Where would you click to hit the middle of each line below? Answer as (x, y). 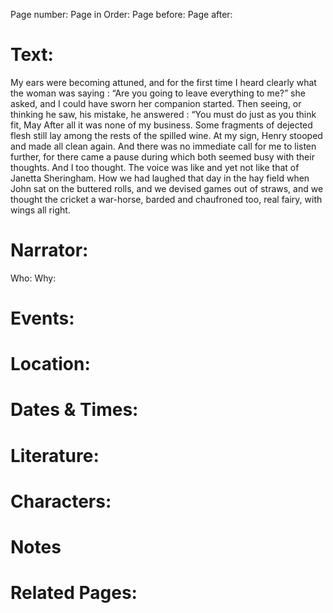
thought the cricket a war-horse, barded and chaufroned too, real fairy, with (166, 199)
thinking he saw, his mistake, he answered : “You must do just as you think (163, 114)
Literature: (55, 455)
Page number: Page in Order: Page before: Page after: (121, 14)
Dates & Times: (74, 410)
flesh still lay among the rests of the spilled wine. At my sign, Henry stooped (166, 135)
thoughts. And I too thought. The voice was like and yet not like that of (155, 167)
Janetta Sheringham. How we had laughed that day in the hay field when (160, 178)
